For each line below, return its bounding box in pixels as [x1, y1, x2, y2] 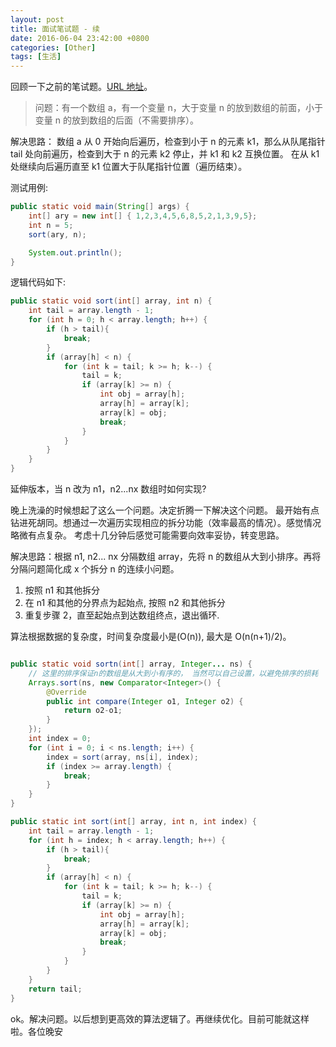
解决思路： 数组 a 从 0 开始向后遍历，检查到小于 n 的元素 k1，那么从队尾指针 [10, 136, 326, 148]
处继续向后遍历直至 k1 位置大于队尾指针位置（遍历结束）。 [10, 161, 248, 173]
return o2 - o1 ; [63, 706, 123, 716]
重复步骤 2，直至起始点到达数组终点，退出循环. [24, 609, 220, 621]
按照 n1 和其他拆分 [24, 584, 101, 596]
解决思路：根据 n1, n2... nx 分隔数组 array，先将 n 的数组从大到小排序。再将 [10, 551, 322, 562]
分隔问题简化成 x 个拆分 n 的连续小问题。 [10, 563, 180, 575]
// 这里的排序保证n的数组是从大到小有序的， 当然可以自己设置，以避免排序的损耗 [28, 668, 319, 678]
